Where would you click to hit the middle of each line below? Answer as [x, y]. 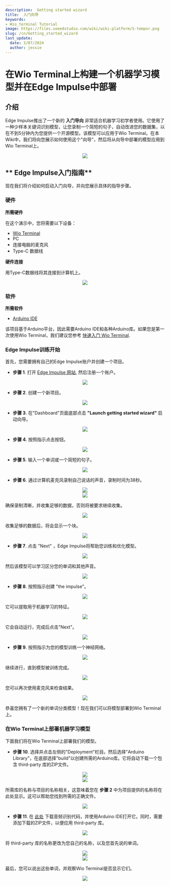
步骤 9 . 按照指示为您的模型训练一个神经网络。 [60, 647]
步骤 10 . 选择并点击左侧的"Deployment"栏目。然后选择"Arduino [78, 752]
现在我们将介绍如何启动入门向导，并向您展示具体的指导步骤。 [70, 186]
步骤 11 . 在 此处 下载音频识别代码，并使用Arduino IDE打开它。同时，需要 [88, 816]
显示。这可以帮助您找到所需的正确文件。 [56, 796]
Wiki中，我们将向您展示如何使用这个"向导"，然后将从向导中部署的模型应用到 [85, 139]
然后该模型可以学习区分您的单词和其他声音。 [52, 566]
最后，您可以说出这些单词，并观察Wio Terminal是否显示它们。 [70, 868]
